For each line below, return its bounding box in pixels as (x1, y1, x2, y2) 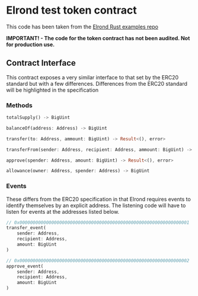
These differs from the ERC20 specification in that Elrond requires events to (6, 195, 191, 202)
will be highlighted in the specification (6, 86, 99, 94)
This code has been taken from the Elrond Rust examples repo (6, 23, 159, 30)
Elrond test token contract (6, 4, 138, 17)
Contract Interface (6, 58, 76, 68)
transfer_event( (6, 225, 46, 231)
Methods (6, 101, 33, 110)
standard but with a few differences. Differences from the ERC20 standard (6, 80, 188, 87)
